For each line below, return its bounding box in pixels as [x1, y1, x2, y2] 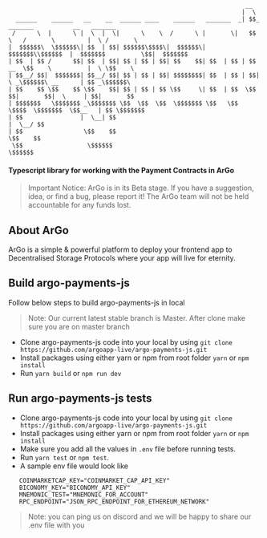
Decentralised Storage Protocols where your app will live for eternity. [8, 253, 237, 263]
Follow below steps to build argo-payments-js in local [8, 297, 185, 307]
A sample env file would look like [19, 461, 128, 471]
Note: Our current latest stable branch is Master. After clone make [27, 313, 246, 322]
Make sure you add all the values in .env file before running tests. [19, 443, 237, 454]
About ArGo [8, 223, 70, 237]
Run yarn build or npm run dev [19, 368, 122, 378]
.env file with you [27, 520, 85, 530]
